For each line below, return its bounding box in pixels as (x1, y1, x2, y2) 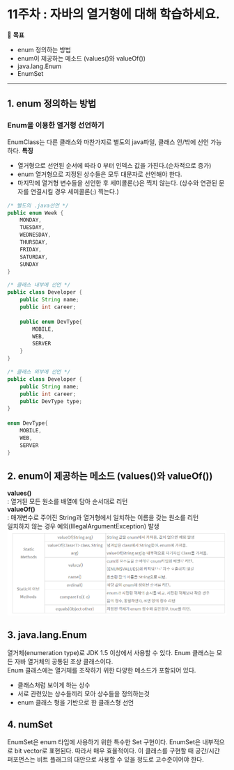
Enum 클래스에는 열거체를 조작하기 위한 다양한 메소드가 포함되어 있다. (7, 666, 196, 674)
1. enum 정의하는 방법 (7, 98, 97, 110)
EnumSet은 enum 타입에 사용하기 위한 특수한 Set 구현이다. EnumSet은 (7, 738, 201, 746)
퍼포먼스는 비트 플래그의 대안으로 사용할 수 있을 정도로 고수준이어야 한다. (7, 755, 204, 764)
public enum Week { (7, 210, 64, 217)
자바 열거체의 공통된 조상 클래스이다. (14, 657, 114, 666)
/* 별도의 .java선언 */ (7, 202, 69, 209)
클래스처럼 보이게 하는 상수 (17, 680, 91, 689)
